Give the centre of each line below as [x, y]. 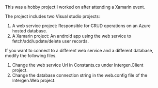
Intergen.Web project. [34, 80]
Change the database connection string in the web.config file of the [80, 75]
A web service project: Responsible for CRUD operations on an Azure [81, 26]
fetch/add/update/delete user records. [50, 41]
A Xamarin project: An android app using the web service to [72, 36]
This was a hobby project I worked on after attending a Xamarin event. [75, 7]
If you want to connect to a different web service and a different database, [79, 51]
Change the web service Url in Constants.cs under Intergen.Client [78, 65]
